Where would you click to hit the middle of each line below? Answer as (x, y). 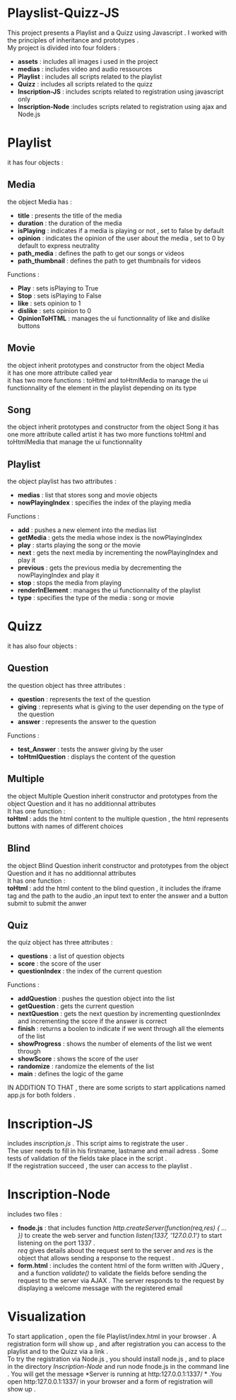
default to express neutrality (59, 245)
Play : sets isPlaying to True (58, 288)
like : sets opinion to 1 (49, 303)
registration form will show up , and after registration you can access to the (117, 1344)
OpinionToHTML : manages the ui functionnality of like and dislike (114, 318)
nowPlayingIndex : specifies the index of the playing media (104, 503)
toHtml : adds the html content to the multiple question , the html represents (118, 818)
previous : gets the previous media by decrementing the (100, 568)
